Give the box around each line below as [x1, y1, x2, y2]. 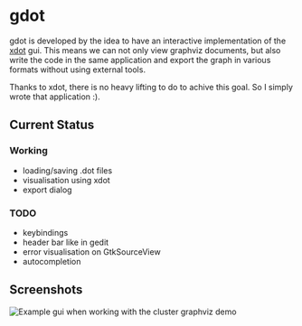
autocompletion [22, 256, 81, 266]
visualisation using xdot [22, 174, 110, 185]
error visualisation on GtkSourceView [22, 246, 161, 257]
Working [9, 144, 48, 157]
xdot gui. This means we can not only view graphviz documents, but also [9, 44, 281, 55]
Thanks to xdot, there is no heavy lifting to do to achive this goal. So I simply [9, 81, 294, 92]
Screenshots [9, 282, 83, 298]
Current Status [9, 117, 95, 133]
